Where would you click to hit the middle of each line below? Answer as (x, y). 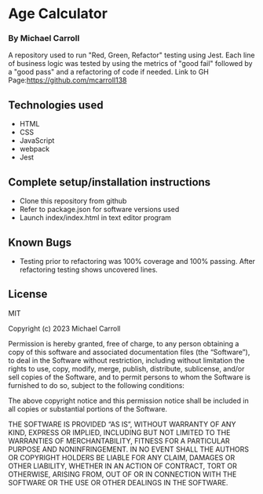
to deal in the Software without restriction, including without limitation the (126, 360)
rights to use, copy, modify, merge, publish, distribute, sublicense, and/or (126, 368)
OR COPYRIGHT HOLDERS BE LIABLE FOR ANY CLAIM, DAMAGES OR (122, 457)
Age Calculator (58, 14)
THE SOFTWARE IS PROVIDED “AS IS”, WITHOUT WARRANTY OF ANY (122, 424)
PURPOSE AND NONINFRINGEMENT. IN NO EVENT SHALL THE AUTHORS (129, 449)
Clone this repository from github (73, 201)
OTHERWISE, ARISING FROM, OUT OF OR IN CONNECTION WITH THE (122, 474)
